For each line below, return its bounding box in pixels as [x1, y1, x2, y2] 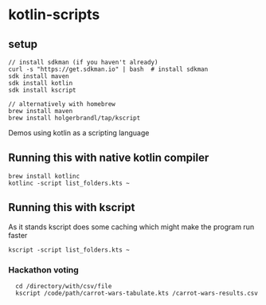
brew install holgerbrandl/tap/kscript [8, 114, 141, 122]
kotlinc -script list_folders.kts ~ [8, 179, 130, 187]
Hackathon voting [8, 264, 80, 276]
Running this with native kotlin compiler [8, 151, 209, 165]
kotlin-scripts [8, 6, 100, 24]
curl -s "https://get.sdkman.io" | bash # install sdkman [8, 65, 209, 73]
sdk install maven [8, 72, 69, 80]
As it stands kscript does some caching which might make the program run [8, 221, 255, 232]
